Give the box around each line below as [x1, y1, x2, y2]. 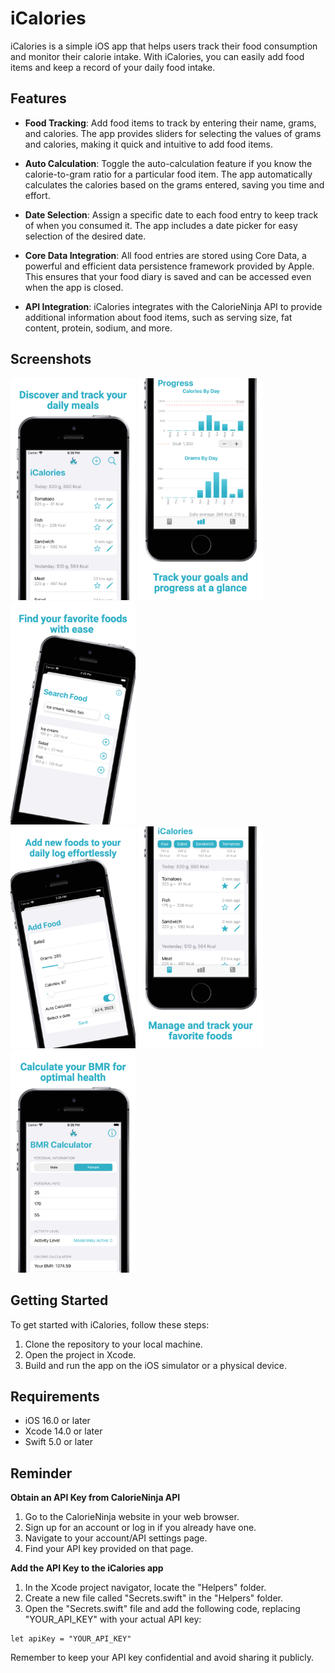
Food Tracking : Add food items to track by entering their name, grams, [24, 117, 317, 129]
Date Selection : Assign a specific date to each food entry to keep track [24, 208, 319, 221]
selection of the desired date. [24, 230, 147, 242]
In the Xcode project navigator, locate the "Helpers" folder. [24, 1582, 267, 1594]
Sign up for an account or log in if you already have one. [24, 1522, 257, 1534]
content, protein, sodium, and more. [24, 322, 173, 334]
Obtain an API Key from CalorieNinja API [10, 1492, 181, 1504]
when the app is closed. [24, 281, 124, 293]
